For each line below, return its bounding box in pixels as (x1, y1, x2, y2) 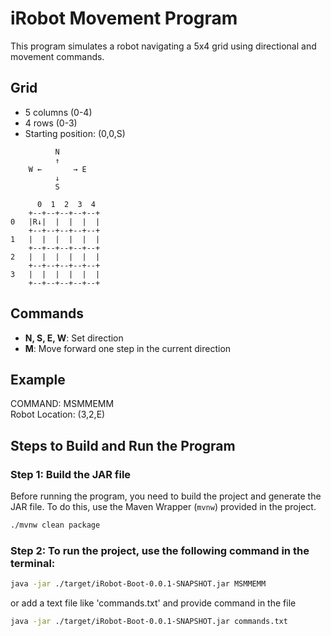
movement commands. (10, 50, 105, 62)
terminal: (10, 556, 56, 570)
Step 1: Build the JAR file (10, 467, 132, 481)
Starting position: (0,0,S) (24, 127, 126, 139)
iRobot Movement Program (10, 7, 238, 30)
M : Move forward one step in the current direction (24, 342, 232, 354)
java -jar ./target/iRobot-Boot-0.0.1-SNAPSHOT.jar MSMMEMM (10, 579, 267, 589)
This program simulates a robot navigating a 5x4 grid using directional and (10, 40, 317, 52)
